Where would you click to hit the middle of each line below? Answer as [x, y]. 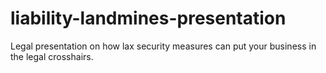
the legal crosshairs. [52, 56]
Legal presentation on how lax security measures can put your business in [163, 46]
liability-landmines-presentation [148, 18]
